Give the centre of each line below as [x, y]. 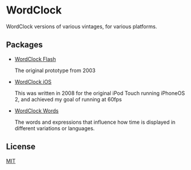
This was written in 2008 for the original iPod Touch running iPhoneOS [100, 93]
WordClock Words [36, 110]
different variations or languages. [54, 128]
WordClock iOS [33, 81]
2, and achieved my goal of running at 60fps [68, 99]
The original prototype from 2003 [55, 70]
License [21, 147]
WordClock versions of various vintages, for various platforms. [81, 26]
